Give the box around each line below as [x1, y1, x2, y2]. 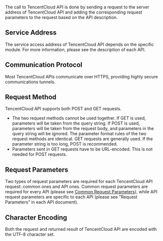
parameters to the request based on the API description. [5, 15, 118, 20]
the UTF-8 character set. [5, 231, 55, 238]
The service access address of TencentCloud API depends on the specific [5, 41, 154, 47]
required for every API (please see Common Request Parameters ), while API [5, 189, 158, 195]
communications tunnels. [5, 79, 56, 85]
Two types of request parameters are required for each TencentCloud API [5, 179, 153, 185]
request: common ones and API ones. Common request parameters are [5, 184, 148, 189]
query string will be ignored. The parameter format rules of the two [12, 131, 147, 137]
